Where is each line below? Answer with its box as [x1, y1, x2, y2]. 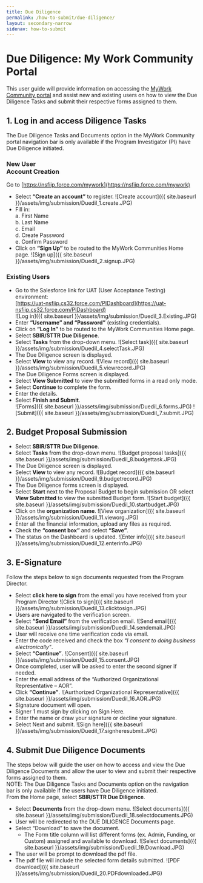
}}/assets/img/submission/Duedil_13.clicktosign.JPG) [15, 605, 147, 612]
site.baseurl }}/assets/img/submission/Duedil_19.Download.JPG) [24, 844, 185, 851]
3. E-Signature [6, 557, 62, 568]
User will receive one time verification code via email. [15, 630, 149, 638]
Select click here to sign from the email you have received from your [15, 592, 187, 599]
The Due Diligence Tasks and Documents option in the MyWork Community [6, 132, 195, 139]
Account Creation [6, 167, 59, 176]
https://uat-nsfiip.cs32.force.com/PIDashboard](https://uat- [17, 299, 167, 307]
